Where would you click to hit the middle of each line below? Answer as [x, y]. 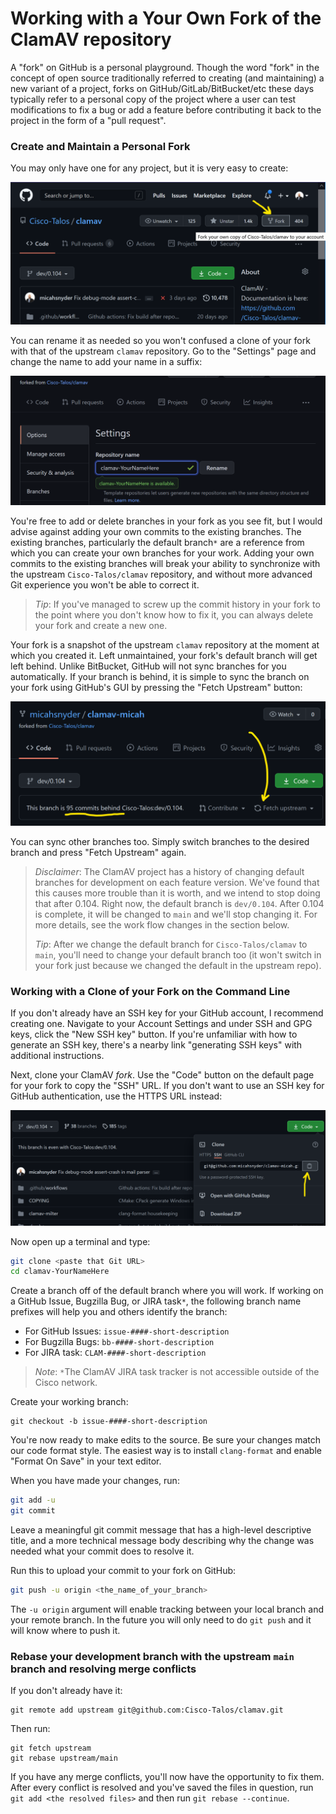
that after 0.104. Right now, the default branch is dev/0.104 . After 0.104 [179, 904]
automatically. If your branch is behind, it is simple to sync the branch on [160, 676]
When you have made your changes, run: [95, 1481]
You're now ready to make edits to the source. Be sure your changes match [165, 1440]
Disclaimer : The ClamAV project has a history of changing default [169, 872]
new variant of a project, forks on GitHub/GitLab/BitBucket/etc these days [162, 88]
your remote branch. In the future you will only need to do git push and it [161, 1619]
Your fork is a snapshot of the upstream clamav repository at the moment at [165, 644]
